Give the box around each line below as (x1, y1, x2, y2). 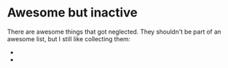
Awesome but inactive (7, 5, 138, 21)
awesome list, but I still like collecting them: (7, 34, 131, 43)
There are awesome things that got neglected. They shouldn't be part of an (7, 27, 222, 36)
